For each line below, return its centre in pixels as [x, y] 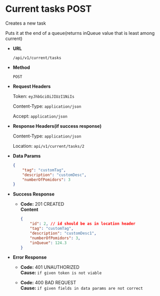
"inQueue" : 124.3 [48, 243]
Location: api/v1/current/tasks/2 [48, 146]
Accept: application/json [40, 116]
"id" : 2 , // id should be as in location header [83, 224]
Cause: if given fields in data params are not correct [82, 288]
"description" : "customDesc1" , [63, 233]
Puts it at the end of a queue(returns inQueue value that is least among [80, 33]
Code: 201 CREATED [42, 204]
